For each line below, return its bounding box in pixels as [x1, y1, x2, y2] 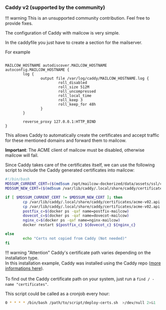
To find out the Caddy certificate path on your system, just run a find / [5, 276, 150, 282]
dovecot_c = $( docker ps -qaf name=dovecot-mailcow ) [23, 213, 129, 219]
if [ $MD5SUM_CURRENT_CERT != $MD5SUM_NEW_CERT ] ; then [5, 195, 123, 200]
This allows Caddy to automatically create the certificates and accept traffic [5, 133, 160, 138]
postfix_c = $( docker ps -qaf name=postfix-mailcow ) [23, 209, 129, 214]
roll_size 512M [58, 85, 90, 90]
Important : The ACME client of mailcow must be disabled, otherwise [5, 147, 145, 153]
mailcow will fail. [5, 152, 39, 158]
